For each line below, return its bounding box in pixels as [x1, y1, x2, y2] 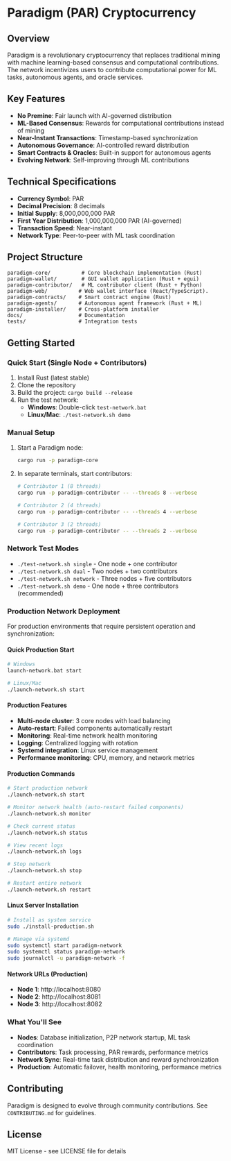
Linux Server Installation [7, 901, 80, 910]
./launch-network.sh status [7, 829, 89, 836]
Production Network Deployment [7, 606, 120, 616]
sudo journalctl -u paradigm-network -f [7, 955, 126, 962]
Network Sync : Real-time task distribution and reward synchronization [17, 1055, 219, 1063]
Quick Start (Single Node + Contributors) [7, 357, 147, 367]
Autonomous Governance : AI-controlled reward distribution [17, 141, 190, 149]
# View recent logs [7, 842, 64, 849]
